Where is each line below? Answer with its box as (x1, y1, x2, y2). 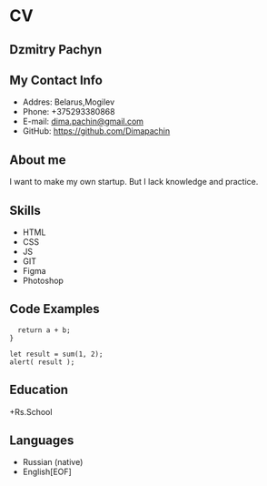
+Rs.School (9, 406, 53, 417)
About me (9, 152, 66, 167)
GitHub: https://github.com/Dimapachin (22, 126, 171, 137)
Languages (9, 433, 74, 449)
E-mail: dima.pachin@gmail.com (22, 116, 143, 127)
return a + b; (17, 325, 71, 335)
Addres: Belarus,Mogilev (22, 96, 115, 107)
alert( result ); (9, 357, 75, 367)
